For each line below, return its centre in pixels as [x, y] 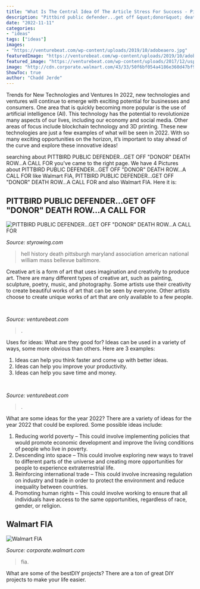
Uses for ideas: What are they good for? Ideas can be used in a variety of [96, 342]
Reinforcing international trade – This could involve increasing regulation [103, 474]
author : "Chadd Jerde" [34, 78]
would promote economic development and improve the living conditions [104, 442]
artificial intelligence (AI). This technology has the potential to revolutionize [98, 114]
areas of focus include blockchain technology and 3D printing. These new [97, 127]
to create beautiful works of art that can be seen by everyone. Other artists [98, 290]
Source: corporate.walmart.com [46, 550]
